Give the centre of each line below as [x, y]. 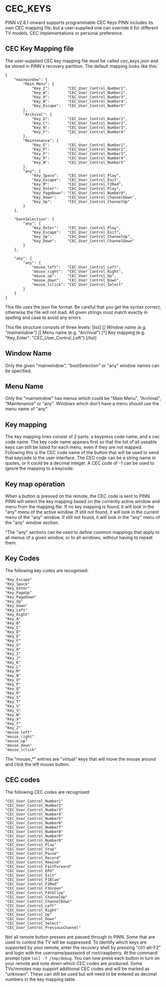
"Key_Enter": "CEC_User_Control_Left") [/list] [51, 337]
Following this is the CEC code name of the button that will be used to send [82, 453]
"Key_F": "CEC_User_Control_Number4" [79, 132]
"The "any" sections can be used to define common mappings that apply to [83, 532]
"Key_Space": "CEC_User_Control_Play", [76, 175]
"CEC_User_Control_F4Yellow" [35, 893]
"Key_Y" [13, 723]
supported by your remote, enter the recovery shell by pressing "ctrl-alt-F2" [83, 947]
